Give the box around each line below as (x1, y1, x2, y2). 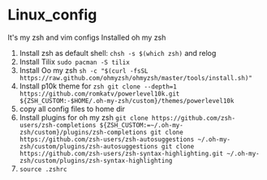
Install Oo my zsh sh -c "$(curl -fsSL (19, 65, 149, 75)
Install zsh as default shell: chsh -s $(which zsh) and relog (19, 48, 217, 58)
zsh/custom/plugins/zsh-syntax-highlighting (19, 156, 173, 165)
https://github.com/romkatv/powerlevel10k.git (19, 89, 180, 98)
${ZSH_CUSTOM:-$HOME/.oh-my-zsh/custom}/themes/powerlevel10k (19, 96, 235, 105)
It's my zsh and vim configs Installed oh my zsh (7, 32, 166, 42)
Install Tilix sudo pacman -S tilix (19, 57, 131, 66)
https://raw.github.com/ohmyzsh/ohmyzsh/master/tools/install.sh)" (19, 74, 252, 82)
